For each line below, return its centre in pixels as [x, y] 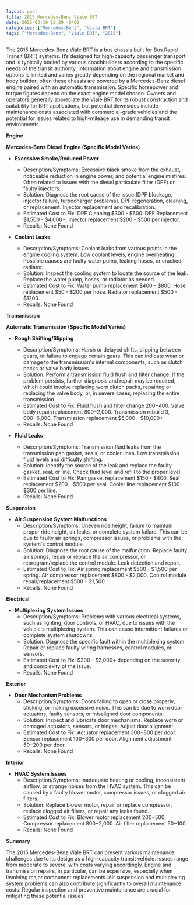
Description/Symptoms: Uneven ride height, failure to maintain [98, 526]
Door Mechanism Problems [48, 695]
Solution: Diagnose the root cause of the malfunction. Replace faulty [105, 550]
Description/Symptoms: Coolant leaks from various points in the [100, 249]
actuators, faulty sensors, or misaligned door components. [94, 714]
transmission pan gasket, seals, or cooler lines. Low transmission [101, 453]
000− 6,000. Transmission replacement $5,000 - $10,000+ [93, 418]
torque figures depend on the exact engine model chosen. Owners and [91, 94]
